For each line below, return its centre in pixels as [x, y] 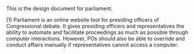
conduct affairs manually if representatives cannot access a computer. [92, 45]
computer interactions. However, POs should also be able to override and [96, 38]
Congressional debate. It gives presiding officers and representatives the [95, 26]
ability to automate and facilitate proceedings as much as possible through [97, 32]
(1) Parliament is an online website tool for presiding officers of [83, 20]
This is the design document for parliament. [59, 9]
